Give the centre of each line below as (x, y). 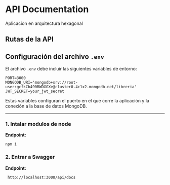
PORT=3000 (16, 78)
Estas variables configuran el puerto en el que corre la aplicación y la (77, 101)
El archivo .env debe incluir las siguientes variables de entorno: (71, 69)
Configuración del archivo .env (55, 57)
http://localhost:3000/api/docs (41, 177)
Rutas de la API (30, 39)
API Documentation (47, 9)
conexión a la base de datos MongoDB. (46, 106)
